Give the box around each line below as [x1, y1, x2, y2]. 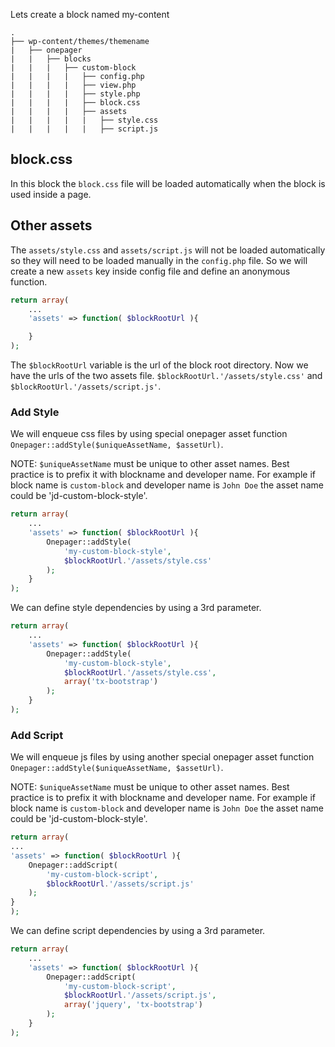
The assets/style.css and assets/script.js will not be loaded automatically [10, 244, 326, 256]
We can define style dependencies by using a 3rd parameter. [10, 602, 262, 614]
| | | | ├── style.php [10, 89, 141, 99]
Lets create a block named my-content [10, 9, 170, 20]
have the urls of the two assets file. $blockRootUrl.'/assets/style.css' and [10, 370, 323, 381]
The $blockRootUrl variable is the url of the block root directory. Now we [10, 359, 309, 371]
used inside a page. [10, 188, 92, 200]
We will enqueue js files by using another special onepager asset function [10, 751, 315, 763]
